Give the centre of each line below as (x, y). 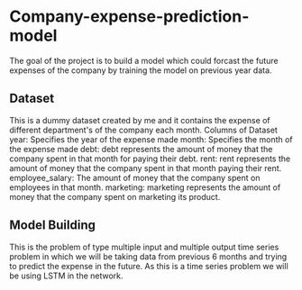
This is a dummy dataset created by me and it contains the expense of (140, 120)
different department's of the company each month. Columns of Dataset (143, 130)
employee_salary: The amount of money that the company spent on (135, 177)
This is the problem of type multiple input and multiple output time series (144, 247)
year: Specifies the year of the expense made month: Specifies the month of (151, 139)
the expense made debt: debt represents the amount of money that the (141, 149)
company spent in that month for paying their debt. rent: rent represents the (150, 159)
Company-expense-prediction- (129, 17)
